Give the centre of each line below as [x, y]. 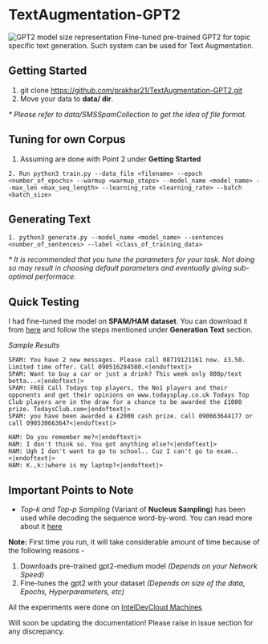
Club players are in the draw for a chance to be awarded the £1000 [125, 402]
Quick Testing [44, 302]
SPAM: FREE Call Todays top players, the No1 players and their [118, 388]
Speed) [32, 575]
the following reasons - [47, 550]
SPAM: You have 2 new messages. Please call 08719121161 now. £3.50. [127, 360]
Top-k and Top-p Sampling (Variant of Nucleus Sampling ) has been [133, 509]
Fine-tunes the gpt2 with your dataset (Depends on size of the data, [132, 583]
